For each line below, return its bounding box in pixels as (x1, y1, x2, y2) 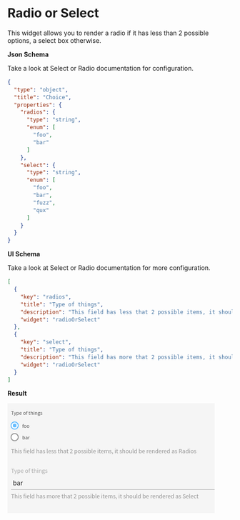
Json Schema (7, 50, 49, 59)
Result (7, 389, 27, 398)
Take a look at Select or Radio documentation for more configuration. (7, 264, 211, 272)
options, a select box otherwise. (7, 36, 101, 44)
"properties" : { (14, 101, 62, 109)
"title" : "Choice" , (14, 94, 72, 101)
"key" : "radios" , (20, 293, 72, 301)
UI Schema (7, 250, 41, 259)
